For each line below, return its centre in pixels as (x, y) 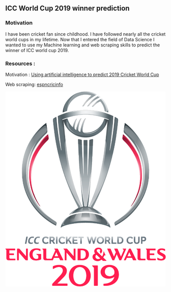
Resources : (20, 63)
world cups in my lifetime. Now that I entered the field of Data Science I (80, 39)
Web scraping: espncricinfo (34, 84)
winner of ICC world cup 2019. (37, 50)
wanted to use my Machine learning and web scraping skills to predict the (83, 45)
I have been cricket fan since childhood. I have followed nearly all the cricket (85, 34)
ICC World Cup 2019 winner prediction (67, 8)
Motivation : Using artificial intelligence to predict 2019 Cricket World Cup (82, 74)
